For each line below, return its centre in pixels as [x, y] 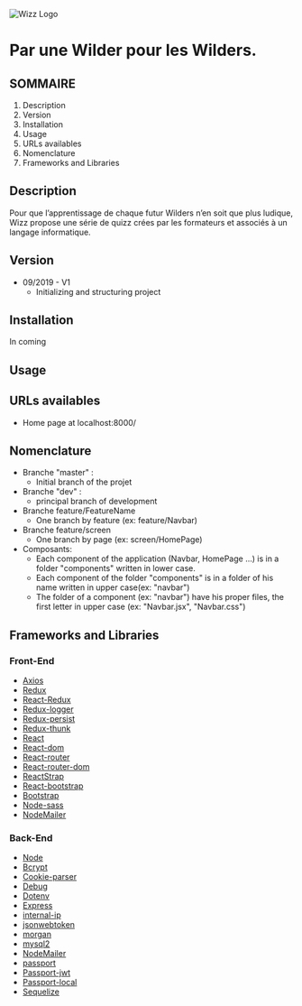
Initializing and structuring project [98, 291]
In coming [28, 342]
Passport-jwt [46, 973]
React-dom [43, 748]
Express [37, 906]
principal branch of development [96, 502]
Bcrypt [35, 867]
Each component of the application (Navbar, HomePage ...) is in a [157, 558]
